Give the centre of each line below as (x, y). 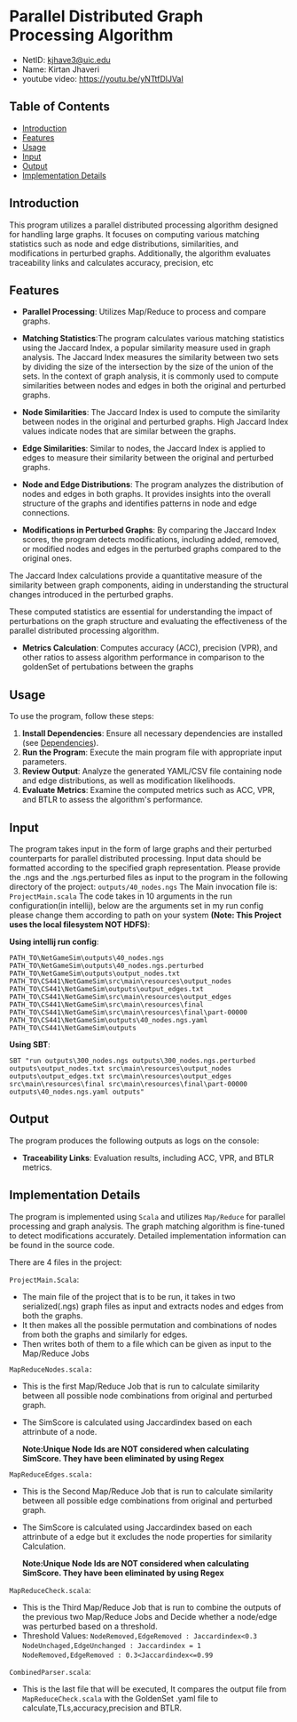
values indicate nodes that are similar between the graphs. (129, 431)
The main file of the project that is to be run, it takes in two (129, 1296)
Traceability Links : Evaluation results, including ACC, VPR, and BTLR (148, 1157)
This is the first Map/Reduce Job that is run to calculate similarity (141, 1386)
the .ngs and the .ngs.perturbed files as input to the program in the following (148, 877)
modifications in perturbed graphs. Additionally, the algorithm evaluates (140, 253)
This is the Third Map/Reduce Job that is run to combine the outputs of (152, 1607)
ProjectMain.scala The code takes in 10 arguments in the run (121, 896)
